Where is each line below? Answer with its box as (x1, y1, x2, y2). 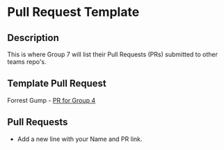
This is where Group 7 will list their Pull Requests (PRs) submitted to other (7, 50, 218, 58)
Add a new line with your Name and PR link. (17, 135, 143, 143)
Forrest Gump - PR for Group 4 (7, 96, 96, 104)
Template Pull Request (7, 78, 106, 90)
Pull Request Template (7, 4, 140, 20)
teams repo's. (7, 58, 47, 66)
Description (7, 32, 59, 44)
